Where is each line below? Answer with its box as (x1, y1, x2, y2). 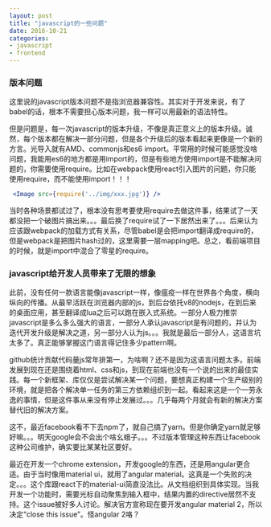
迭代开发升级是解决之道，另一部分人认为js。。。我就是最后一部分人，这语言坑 (9, 328, 261, 337)
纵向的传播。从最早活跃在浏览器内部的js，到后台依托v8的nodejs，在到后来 (9, 298, 257, 308)
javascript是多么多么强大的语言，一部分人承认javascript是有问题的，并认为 (9, 318, 257, 328)
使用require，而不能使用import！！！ (9, 174, 132, 184)
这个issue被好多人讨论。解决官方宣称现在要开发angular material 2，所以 (23, 500, 263, 509)
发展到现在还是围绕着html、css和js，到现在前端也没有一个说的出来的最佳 (9, 365, 253, 374)
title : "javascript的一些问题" (9, 19, 108, 27)
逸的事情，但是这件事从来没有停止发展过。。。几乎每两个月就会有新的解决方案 (9, 395, 263, 405)
